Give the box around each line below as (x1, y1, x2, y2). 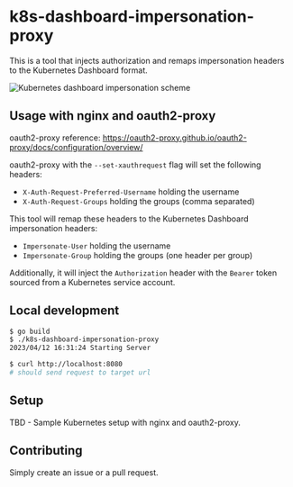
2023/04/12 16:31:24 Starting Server (9, 344, 151, 353)
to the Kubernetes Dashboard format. (9, 65, 149, 76)
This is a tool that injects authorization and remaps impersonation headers (9, 55, 285, 66)
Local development (9, 303, 120, 319)
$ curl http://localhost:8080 (9, 360, 124, 369)
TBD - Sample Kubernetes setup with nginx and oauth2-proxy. (9, 417, 242, 428)
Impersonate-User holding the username (22, 240, 171, 251)
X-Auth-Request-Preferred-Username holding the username (22, 186, 240, 197)
